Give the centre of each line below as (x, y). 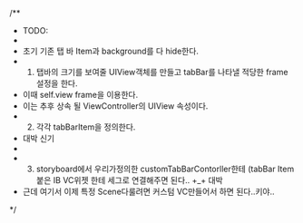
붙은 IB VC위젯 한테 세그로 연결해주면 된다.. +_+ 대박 (130, 180)
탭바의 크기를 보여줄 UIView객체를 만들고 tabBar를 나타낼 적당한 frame (162, 72)
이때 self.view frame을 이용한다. (80, 95)
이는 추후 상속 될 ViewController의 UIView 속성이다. (115, 106)
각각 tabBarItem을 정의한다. (86, 127)
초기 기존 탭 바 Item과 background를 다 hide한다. (111, 51)
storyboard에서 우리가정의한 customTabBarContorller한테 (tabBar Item (165, 169)
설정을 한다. (57, 83)
